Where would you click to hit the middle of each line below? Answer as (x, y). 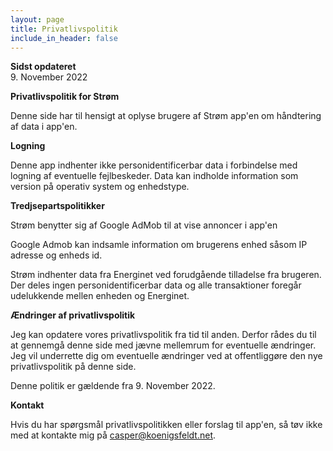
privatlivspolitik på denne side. (73, 367)
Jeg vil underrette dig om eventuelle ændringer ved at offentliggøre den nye (166, 356)
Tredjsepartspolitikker (57, 206)
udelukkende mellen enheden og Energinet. (100, 296)
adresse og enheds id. (56, 255)
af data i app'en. (44, 127)
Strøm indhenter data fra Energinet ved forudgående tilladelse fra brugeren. (166, 275)
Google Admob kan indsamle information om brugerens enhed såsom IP (159, 245)
